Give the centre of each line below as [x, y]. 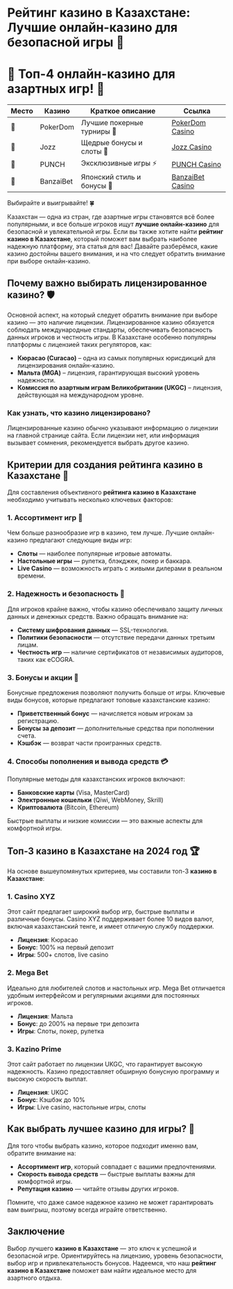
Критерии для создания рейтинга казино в [105, 465]
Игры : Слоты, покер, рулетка [61, 1031]
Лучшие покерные [112, 123]
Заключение [36, 1232]
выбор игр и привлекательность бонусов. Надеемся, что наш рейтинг [112, 1263]
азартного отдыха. [35, 1278]
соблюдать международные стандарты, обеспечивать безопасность [110, 330]
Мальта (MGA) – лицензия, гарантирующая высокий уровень [108, 373]
